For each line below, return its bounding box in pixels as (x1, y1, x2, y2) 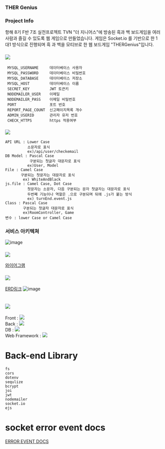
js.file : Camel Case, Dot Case (5, 181, 72, 186)
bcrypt (5, 384, 19, 388)
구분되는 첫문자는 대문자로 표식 (20, 173, 75, 178)
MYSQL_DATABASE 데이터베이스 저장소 (7, 76, 83, 81)
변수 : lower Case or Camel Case (5, 215, 72, 220)
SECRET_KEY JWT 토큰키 (7, 86, 69, 91)
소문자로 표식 (27, 144, 51, 150)
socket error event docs (5, 422, 106, 433)
